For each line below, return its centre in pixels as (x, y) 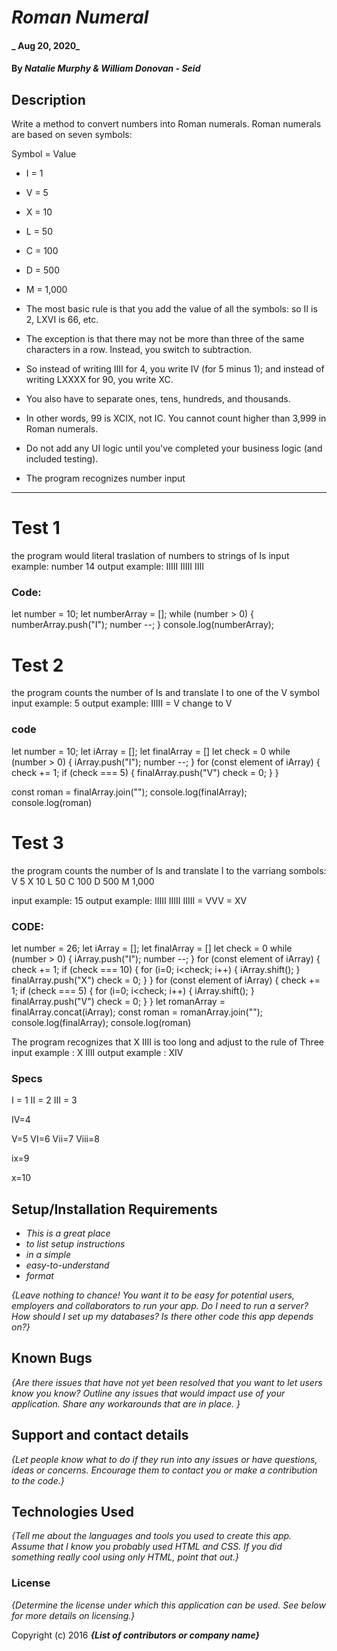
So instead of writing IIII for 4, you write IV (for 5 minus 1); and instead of (175, 369)
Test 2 (37, 665)
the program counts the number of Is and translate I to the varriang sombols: (169, 870)
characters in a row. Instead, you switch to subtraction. (139, 350)
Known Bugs (52, 1358)
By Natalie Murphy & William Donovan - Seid (106, 68)
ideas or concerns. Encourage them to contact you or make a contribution (164, 1470)
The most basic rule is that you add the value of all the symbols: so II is (171, 309)
